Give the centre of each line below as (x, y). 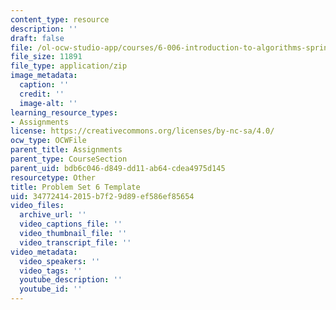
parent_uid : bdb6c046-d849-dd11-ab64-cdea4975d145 (118, 168)
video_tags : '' (51, 271)
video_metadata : (44, 252)
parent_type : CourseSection (69, 159)
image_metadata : (44, 76)
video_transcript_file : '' (75, 242)
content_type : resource (60, 19)
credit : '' (42, 94)
